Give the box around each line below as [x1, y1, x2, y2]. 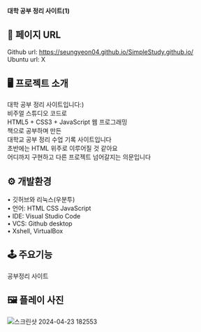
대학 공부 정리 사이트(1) [7, 6, 70, 15]
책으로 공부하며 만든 [7, 127, 61, 135]
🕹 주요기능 [7, 249, 53, 261]
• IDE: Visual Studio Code [7, 212, 81, 221]
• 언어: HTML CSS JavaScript [7, 204, 91, 213]
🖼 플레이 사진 [7, 294, 64, 306]
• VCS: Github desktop [7, 219, 73, 228]
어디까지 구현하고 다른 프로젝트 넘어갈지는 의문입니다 [7, 153, 151, 161]
